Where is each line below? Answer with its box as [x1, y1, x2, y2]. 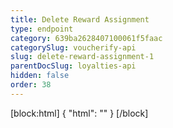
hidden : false [10, 71, 70, 81]
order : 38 [10, 80, 52, 90]
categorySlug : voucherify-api [10, 42, 137, 53]
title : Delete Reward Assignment [10, 14, 150, 25]
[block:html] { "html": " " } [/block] [10, 107, 149, 119]
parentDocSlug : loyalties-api [10, 61, 137, 71]
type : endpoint [10, 24, 74, 34]
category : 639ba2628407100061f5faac [10, 33, 163, 43]
